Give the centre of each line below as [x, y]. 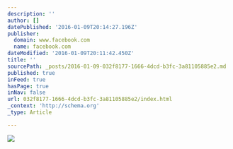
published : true [31, 73]
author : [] [23, 20]
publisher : [23, 34]
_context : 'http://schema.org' [53, 106]
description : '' [31, 14]
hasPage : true [28, 86]
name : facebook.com [42, 47]
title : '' [22, 60]
